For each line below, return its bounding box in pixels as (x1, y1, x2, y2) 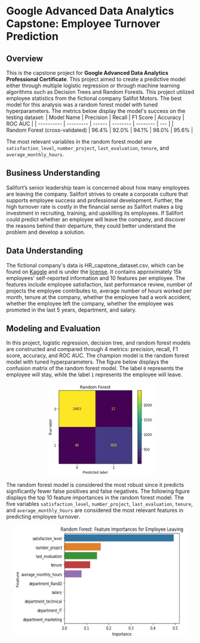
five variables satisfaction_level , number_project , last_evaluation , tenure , (6, 501, 193, 508)
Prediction (6, 30, 59, 43)
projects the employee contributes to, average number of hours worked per (6, 287, 192, 294)
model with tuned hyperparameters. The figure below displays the (6, 358, 169, 365)
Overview (6, 53, 44, 63)
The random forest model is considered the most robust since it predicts (6, 482, 184, 489)
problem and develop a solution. (6, 228, 85, 236)
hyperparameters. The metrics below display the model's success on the (6, 108, 186, 114)
